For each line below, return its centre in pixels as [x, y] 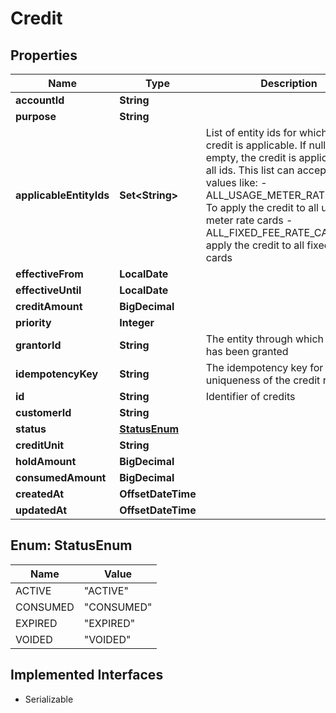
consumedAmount [61, 477]
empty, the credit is [251, 157]
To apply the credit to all [262, 207]
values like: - [236, 182]
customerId [43, 412]
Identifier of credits [250, 396]
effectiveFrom [49, 274]
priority [33, 322]
